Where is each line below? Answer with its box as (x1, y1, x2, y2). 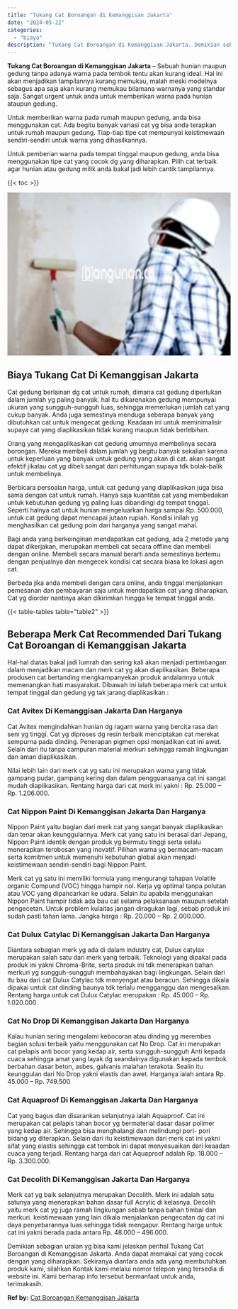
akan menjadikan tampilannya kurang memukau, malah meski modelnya (7, 77, 217, 85)
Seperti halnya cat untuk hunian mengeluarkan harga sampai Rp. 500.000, (7, 506, 225, 515)
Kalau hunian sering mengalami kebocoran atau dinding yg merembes (7, 1032, 212, 1041)
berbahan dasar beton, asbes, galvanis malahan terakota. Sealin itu (7, 1062, 203, 1071)
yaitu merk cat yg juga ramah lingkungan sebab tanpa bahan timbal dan (7, 1205, 217, 1214)
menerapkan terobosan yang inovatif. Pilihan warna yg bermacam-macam (7, 845, 223, 853)
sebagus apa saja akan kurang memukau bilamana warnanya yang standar (7, 84, 225, 93)
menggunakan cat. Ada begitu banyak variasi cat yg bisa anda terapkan (7, 121, 217, 129)
